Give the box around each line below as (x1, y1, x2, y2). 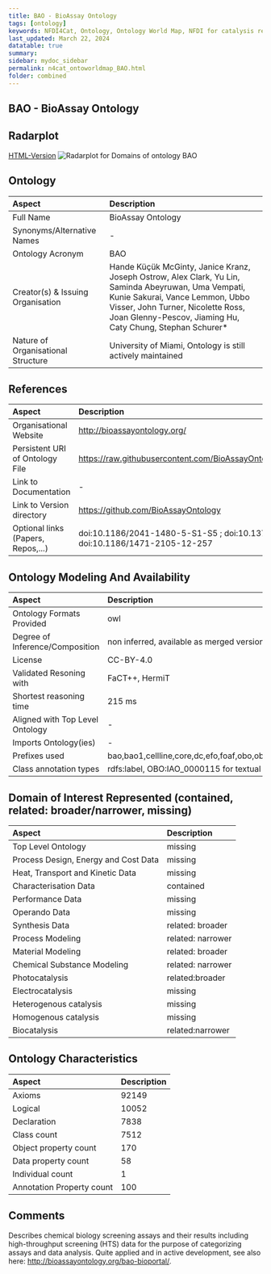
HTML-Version (8, 150, 56, 160)
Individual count (12, 1168, 73, 1180)
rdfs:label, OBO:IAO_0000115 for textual (107, 764, 261, 775)
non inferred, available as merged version (107, 636, 265, 647)
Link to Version (12, 500, 69, 511)
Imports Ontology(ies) (12, 737, 96, 748)
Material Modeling (12, 946, 81, 958)
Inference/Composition (12, 641, 100, 652)
